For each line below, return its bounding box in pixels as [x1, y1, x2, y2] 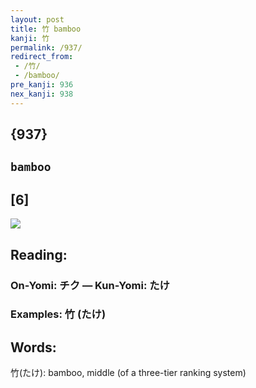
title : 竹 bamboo [10, 24, 82, 34]
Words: [10, 339, 57, 356]
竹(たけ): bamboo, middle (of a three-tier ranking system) [10, 367, 247, 379]
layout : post [10, 14, 65, 25]
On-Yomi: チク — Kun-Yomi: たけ [10, 278, 170, 292]
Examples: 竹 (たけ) [10, 307, 107, 321]
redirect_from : [10, 52, 74, 62]
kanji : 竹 [10, 33, 50, 43]
